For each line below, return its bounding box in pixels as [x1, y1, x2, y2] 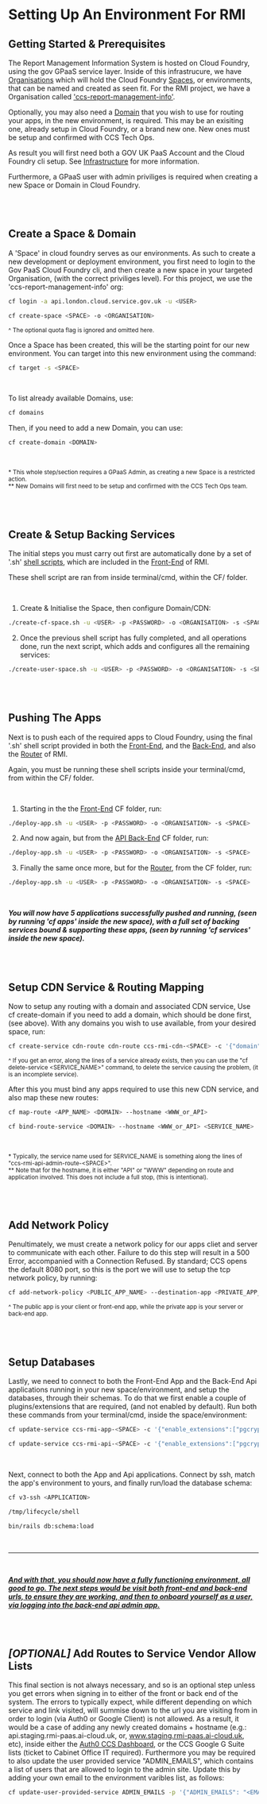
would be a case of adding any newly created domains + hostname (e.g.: [8, 1722, 247, 1733]
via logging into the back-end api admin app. [8, 1600, 161, 1609]
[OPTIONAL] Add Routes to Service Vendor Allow [8, 1647, 257, 1660]
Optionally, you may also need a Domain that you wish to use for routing [8, 107, 244, 117]
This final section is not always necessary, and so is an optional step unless [8, 1680, 256, 1690]
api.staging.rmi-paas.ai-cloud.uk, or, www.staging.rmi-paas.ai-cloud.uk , [8, 1731, 245, 1740]
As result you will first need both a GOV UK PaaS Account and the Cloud [8, 149, 245, 157]
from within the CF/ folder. [8, 773, 95, 782]
